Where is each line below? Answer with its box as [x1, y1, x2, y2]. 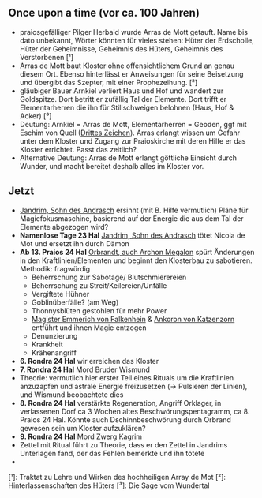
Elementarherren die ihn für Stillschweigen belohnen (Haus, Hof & [19, 103, 234, 112]
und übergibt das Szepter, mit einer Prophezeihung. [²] [19, 77, 198, 87]
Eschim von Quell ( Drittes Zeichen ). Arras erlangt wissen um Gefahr [19, 128, 241, 137]
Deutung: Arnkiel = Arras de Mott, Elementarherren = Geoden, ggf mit [19, 119, 247, 129]
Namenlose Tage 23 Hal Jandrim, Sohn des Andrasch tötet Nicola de [19, 230, 245, 240]
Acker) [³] [19, 110, 52, 121]
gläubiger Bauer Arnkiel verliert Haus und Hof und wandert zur [19, 86, 224, 95]
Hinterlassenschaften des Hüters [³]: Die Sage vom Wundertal [8, 481, 210, 490]
